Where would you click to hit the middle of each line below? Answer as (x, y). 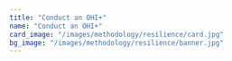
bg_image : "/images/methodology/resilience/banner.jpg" (116, 43)
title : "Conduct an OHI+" (58, 17)
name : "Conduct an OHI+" (56, 26)
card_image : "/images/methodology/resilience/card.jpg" (116, 34)
